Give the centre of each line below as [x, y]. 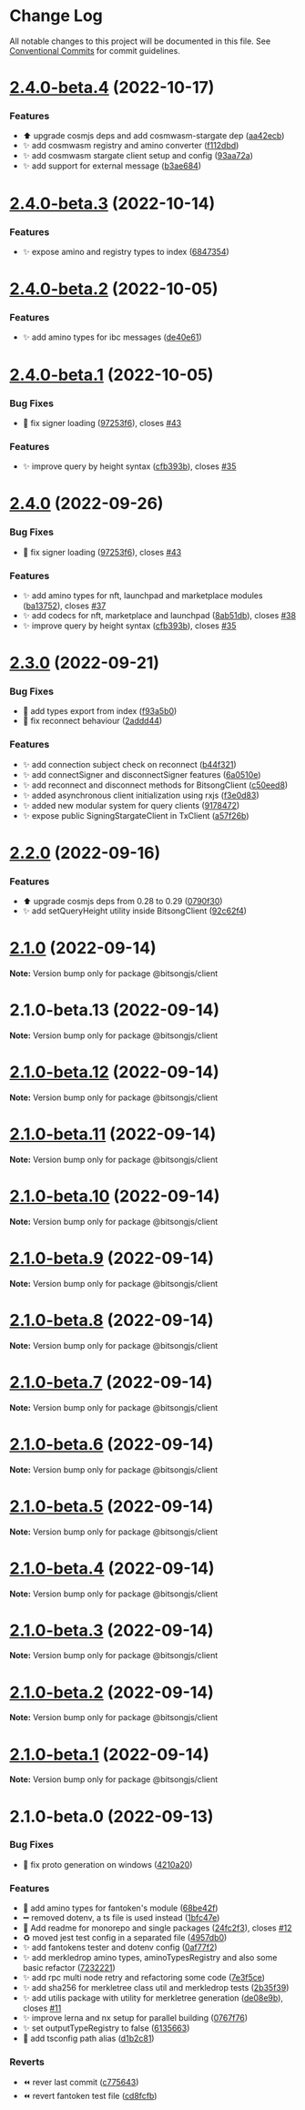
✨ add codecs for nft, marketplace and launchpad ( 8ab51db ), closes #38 [159, 615]
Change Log [56, 16]
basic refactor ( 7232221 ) [69, 1968]
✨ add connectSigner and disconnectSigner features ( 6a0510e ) [142, 774]
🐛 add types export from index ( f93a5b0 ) [100, 711]
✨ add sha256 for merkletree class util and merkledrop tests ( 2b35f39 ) [156, 1988]
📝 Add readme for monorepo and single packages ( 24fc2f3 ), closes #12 [158, 1928]
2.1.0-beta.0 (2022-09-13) [112, 1816]
